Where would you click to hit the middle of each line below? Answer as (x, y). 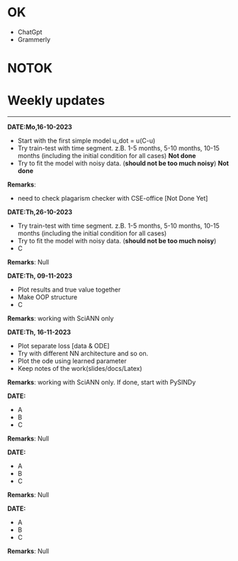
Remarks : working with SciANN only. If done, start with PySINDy (102, 382)
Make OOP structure (47, 297)
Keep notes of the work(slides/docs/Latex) (80, 369)
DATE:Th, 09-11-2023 (40, 276)
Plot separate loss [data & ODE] (63, 346)
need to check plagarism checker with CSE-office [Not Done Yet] (113, 199)
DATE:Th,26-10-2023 (40, 212)
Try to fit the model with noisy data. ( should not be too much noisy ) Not (123, 163)
